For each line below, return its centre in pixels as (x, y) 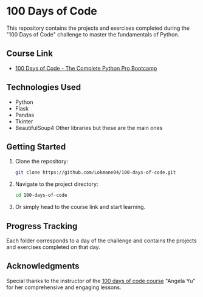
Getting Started (36, 147)
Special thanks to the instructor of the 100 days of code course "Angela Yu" (101, 281)
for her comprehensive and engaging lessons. (64, 287)
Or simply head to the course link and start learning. (80, 207)
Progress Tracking (42, 226)
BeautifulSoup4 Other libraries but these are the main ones (89, 128)
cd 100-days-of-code (41, 196)
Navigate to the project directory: (57, 184)
